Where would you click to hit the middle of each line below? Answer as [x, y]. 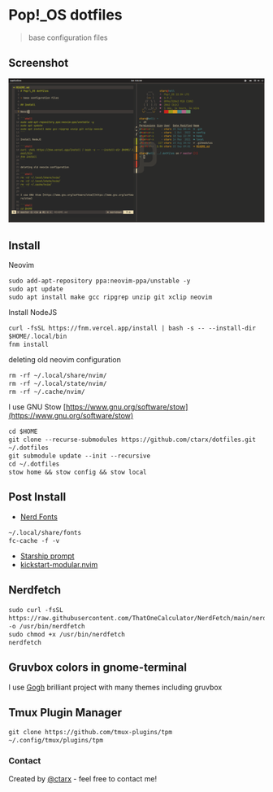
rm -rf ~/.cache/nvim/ [47, 392]
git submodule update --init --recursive [80, 456]
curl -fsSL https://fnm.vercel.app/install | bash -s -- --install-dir [132, 328]
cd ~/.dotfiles [34, 464]
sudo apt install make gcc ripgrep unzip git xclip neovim [110, 298]
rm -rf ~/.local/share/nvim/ [58, 376]
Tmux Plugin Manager [65, 713]
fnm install [28, 345]
